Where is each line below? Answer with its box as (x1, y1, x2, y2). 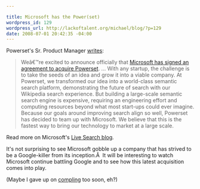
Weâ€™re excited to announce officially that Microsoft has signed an (20, 59, 189, 66)
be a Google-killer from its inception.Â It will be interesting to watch (6, 152, 174, 159)
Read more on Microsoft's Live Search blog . (6, 134, 115, 141)
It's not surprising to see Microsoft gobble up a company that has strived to (6, 145, 192, 153)
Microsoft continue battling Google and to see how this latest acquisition (6, 158, 184, 165)
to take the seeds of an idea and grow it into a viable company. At (20, 71, 182, 78)
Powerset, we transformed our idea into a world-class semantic (20, 78, 177, 85)
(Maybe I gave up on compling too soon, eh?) (6, 176, 118, 183)
